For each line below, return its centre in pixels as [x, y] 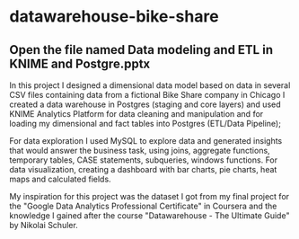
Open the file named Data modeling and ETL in [141, 50]
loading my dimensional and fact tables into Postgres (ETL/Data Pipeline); [145, 124]
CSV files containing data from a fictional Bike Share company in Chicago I [147, 95]
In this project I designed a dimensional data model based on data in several [150, 85]
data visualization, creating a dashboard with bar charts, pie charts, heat [143, 169]
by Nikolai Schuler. [44, 225]
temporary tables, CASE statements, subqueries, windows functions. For [144, 160]
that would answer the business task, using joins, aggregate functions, [140, 150]
